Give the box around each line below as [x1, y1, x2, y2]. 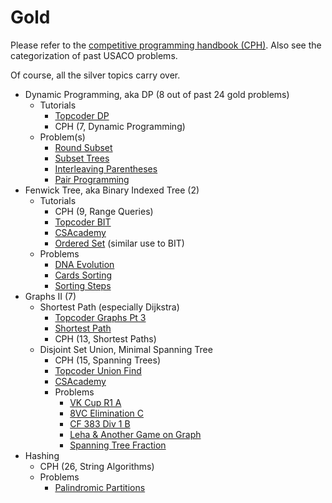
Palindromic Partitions [54, 481, 146, 493]
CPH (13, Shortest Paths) [54, 332, 157, 345]
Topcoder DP [54, 109, 110, 121]
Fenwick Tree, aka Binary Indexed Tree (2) [24, 184, 200, 196]
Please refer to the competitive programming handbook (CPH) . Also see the [10, 39, 322, 51]
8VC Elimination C [69, 407, 144, 419]
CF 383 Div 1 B [69, 417, 131, 430]
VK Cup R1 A [69, 396, 122, 408]
